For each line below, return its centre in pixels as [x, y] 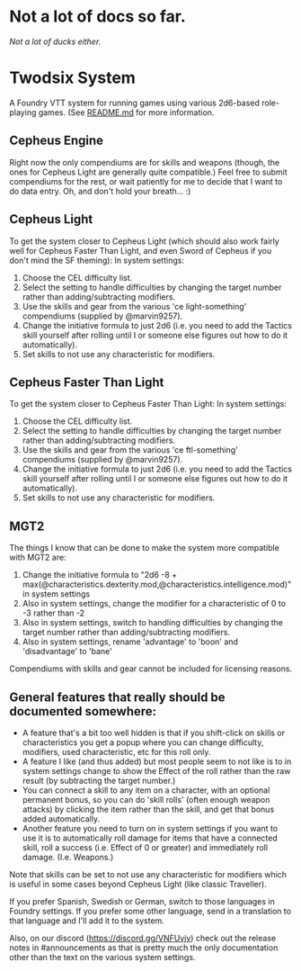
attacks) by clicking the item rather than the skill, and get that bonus [148, 809]
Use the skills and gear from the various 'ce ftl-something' [130, 450]
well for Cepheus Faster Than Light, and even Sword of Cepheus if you [141, 250]
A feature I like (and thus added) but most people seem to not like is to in [157, 761]
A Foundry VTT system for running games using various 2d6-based [135, 103]
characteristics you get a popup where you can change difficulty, [143, 742]
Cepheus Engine [57, 141]
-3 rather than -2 [53, 613]
